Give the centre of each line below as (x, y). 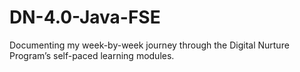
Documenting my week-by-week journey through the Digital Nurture (149, 45)
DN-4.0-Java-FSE (85, 17)
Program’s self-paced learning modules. (92, 55)
